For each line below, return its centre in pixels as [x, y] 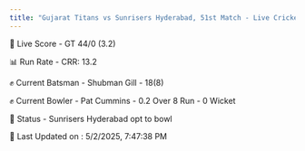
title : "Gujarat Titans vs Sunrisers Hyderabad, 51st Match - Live [140, 18]
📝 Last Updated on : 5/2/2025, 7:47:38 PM [89, 136]
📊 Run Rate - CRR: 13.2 [54, 61]
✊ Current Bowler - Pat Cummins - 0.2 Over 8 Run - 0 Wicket [123, 100]
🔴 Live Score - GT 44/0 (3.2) [63, 43]
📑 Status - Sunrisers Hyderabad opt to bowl [91, 118]
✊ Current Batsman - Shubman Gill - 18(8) [87, 82]
